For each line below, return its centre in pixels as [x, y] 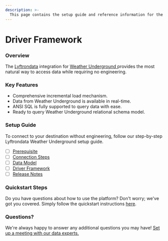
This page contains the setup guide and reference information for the [87, 15]
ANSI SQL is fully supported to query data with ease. [67, 107]
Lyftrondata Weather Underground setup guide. [54, 141]
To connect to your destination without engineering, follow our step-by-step [84, 136]
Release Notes [27, 174]
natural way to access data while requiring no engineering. [66, 72]
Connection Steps [31, 157]
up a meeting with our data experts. [42, 233]
